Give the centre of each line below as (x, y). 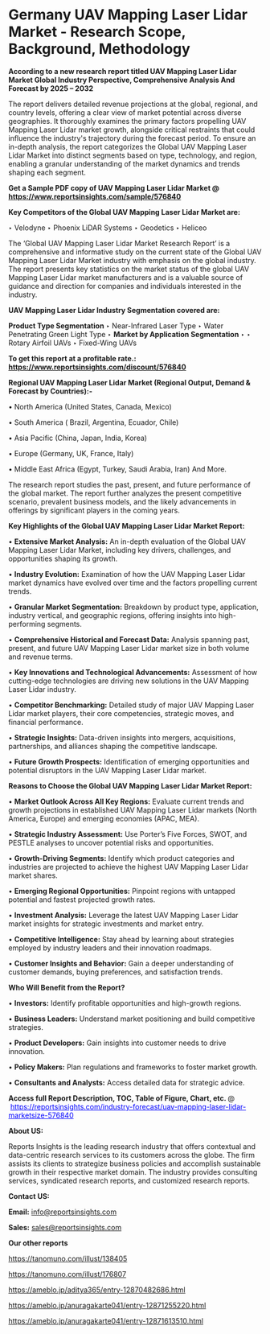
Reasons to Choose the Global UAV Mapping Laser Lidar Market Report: (130, 785)
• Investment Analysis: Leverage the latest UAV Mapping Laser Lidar (123, 915)
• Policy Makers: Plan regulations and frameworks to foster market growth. (133, 1067)
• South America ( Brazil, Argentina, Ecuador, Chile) (94, 422)
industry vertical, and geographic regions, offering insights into (112, 615)
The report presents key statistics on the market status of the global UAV (129, 269)
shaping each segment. (47, 172)
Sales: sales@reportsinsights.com (65, 1227)
